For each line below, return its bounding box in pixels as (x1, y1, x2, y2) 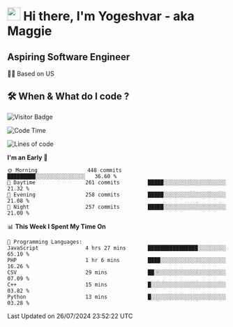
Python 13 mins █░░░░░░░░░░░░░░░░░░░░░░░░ (7, 293, 227, 300)
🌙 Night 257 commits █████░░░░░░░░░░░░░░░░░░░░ (7, 203, 227, 210)
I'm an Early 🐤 (7, 153, 48, 161)
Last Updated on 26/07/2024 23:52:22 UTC (7, 312, 133, 320)
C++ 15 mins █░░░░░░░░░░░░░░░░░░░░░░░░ (7, 281, 227, 288)
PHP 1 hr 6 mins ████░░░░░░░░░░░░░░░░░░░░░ (7, 256, 227, 263)
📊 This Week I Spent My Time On (7, 222, 106, 231)
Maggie (7, 23, 52, 39)
